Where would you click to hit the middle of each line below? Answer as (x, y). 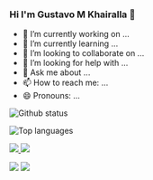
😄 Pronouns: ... (51, 96)
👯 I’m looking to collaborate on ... (83, 53)
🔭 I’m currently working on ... (76, 34)
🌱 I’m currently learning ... (70, 43)
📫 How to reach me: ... (65, 83)
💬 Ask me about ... (56, 72)
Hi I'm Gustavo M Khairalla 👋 (72, 14)
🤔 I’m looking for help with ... (75, 63)
